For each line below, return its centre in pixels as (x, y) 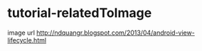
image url (21, 33)
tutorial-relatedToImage (80, 13)
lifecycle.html (27, 40)
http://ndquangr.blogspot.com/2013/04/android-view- (116, 33)
